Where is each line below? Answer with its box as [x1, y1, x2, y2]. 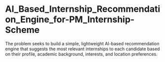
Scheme [5, 25, 40, 35]
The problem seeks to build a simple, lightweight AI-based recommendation [5, 40, 160, 46]
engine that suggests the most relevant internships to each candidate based [5, 46, 160, 52]
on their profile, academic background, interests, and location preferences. [5, 51, 158, 57]
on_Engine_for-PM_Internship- [5, 14, 135, 25]
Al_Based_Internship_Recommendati [5, 3, 161, 15]
